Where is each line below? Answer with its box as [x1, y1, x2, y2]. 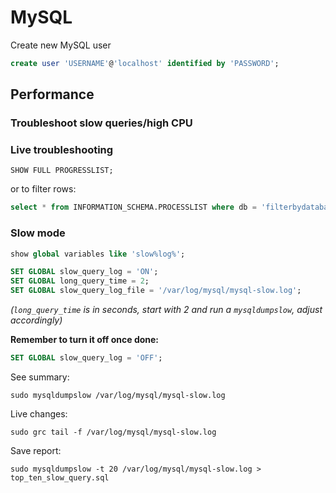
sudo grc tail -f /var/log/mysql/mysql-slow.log [10, 427, 217, 437]
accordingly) [10, 314, 63, 326]
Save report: [10, 444, 62, 456]
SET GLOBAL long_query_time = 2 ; [10, 276, 150, 286]
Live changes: [10, 407, 68, 420]
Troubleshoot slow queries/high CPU [10, 116, 193, 130]
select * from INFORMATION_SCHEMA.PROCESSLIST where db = [10, 202, 257, 213]
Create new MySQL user [10, 39, 112, 51]
